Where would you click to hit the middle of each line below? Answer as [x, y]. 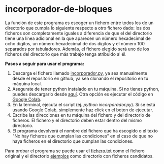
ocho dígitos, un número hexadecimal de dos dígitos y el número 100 [75, 43]
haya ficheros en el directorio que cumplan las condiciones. [73, 141]
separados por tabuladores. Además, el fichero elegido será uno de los [77, 49]
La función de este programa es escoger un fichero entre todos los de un [79, 23]
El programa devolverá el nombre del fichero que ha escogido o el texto [85, 131]
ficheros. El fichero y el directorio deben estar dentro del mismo [77, 120]
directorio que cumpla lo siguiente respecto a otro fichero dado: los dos [78, 28]
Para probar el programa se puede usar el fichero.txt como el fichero [75, 151]
